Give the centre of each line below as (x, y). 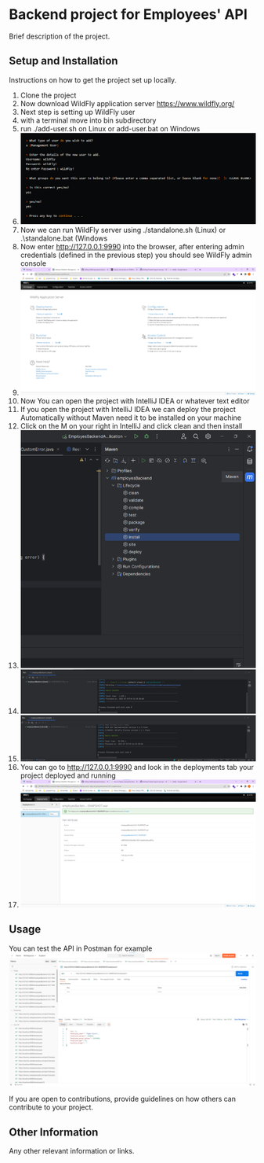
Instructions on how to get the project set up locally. (93, 79)
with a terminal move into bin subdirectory (88, 120)
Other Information (54, 1132)
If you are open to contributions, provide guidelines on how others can (122, 1099)
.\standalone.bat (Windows (64, 238)
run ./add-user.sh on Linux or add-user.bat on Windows (110, 128)
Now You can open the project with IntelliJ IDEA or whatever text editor (135, 401)
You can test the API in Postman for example (81, 948)
